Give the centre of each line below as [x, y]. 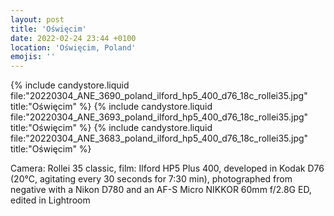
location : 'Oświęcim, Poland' [73, 47]
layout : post [37, 19]
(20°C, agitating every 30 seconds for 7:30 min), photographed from [151, 179]
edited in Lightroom [50, 200]
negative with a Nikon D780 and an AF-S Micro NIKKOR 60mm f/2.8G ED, [161, 190]
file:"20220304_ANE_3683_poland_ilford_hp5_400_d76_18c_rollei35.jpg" [159, 138]
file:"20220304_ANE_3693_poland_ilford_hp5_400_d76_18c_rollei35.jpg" [159, 117]
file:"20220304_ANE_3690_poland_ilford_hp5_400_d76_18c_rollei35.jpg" [159, 96]
